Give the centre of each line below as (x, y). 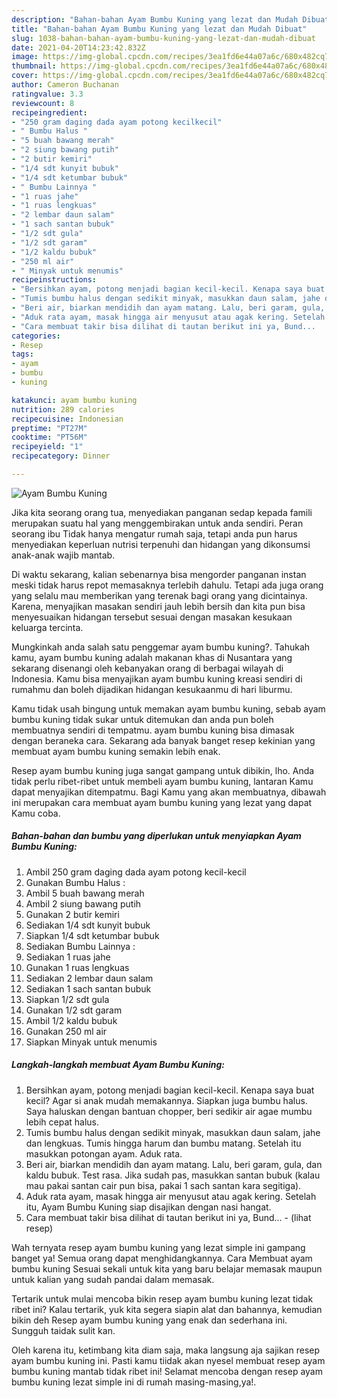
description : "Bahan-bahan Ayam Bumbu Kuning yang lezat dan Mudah (155, 19)
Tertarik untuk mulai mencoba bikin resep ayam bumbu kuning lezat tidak (162, 1298)
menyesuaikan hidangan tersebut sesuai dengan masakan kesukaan (152, 617)
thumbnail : (34, 66)
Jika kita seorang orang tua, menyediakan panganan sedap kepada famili (162, 512)
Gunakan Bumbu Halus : (75, 882)
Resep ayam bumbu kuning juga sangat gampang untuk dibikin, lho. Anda (163, 770)
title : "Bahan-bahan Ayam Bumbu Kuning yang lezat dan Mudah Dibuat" (159, 29)
